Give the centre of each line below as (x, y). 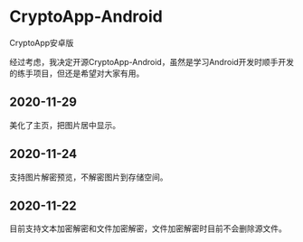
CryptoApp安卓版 (42, 42)
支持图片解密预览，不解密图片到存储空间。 (89, 177)
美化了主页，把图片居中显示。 (65, 125)
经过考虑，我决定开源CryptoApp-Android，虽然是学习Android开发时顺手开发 (152, 61)
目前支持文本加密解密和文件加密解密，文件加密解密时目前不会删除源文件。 (148, 228)
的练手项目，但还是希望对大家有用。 (77, 73)
